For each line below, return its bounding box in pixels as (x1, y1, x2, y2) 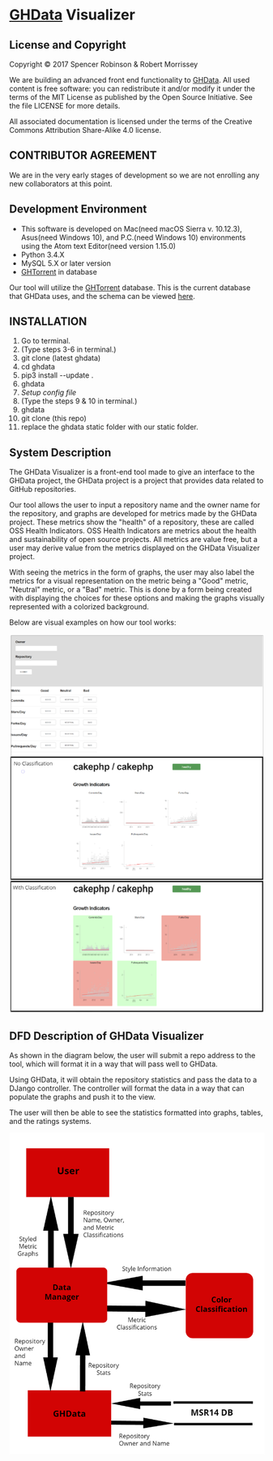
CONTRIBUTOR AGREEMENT (9, 148, 157, 163)
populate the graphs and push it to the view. (9, 1091, 156, 1101)
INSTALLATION (9, 314, 87, 329)
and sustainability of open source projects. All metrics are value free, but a (9, 535, 258, 545)
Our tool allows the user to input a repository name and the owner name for (9, 500, 261, 510)
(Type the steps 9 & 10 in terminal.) (20, 396, 138, 406)
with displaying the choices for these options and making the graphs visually (9, 593, 265, 603)
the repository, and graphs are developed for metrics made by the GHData (9, 509, 258, 519)
